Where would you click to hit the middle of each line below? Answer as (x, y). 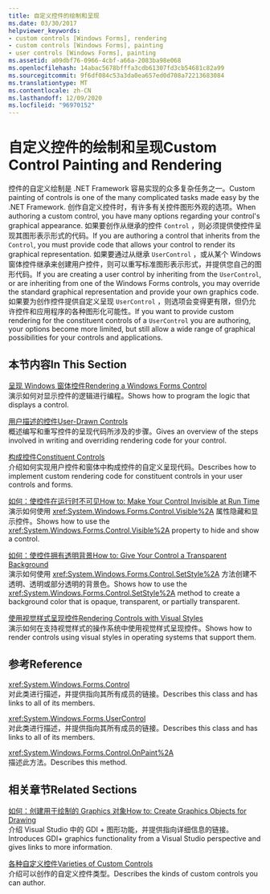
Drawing (22, 819)
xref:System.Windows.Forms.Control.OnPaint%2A (91, 753)
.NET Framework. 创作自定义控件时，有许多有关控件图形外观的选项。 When (132, 207)
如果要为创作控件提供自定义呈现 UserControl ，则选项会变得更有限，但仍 (129, 301)
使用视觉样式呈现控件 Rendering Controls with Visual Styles (106, 618)
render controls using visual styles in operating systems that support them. (133, 637)
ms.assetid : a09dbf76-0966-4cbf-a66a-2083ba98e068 (95, 61)
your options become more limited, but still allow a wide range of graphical (132, 329)
